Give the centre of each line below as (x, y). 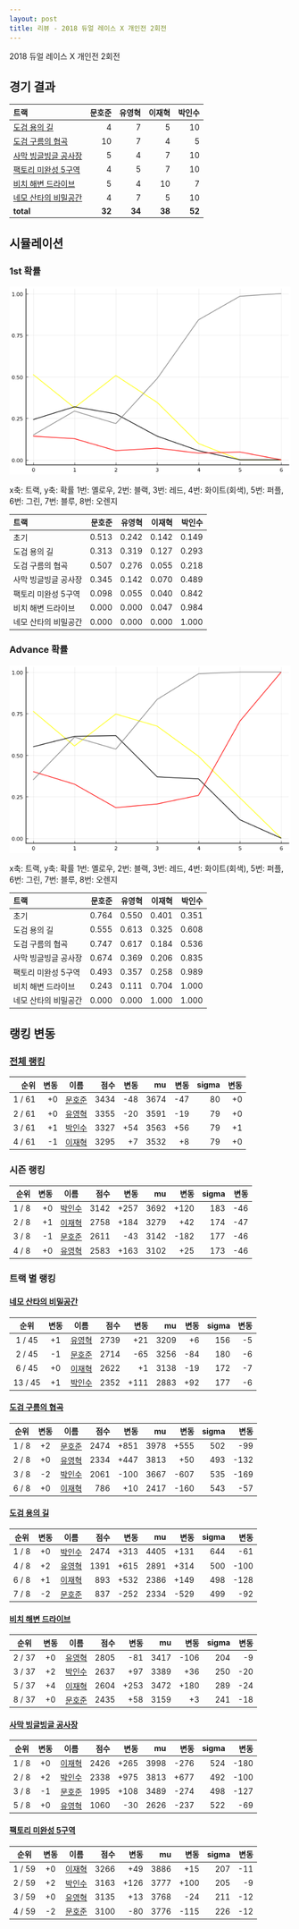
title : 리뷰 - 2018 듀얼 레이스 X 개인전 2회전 (88, 28)
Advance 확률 (39, 650)
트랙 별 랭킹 (33, 1279)
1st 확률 (25, 271)
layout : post (33, 19)
